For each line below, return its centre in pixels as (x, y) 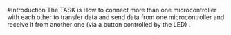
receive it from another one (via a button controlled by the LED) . (99, 24)
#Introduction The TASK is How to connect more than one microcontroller (112, 10)
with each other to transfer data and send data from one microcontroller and (116, 17)
